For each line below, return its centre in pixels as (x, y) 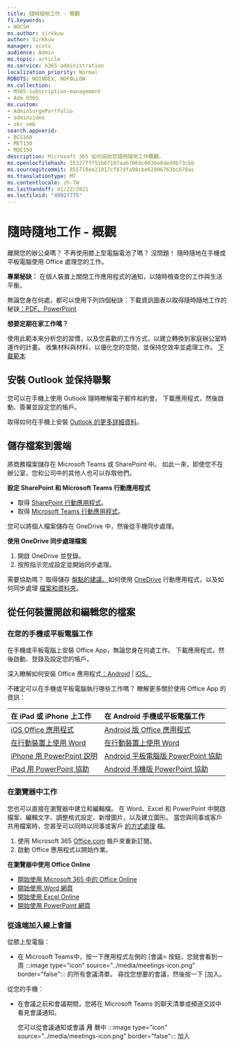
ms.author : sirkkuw (36, 33)
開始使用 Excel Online (48, 896)
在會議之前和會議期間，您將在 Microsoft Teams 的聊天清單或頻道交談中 (119, 1004)
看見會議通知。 (39, 1012)
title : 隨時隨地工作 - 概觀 (44, 14)
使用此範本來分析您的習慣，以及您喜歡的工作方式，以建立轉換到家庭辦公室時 (117, 339)
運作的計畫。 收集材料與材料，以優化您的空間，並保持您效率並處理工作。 (112, 347)
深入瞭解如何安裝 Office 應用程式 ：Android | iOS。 (79, 674)
